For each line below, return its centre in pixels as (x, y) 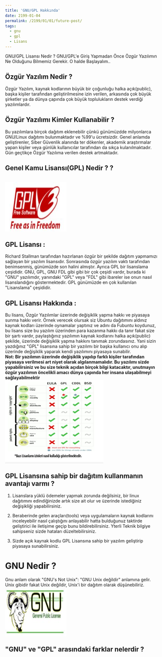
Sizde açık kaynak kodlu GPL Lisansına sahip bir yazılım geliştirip (78, 540)
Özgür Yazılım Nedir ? (39, 77)
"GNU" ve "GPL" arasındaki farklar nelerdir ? (75, 649)
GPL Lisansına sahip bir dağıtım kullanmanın (74, 476)
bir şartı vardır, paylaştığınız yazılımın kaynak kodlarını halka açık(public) (78, 336)
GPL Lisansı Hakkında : (41, 303)
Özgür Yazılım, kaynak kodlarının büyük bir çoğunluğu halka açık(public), (79, 89)
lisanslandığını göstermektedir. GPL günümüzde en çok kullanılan (71, 282)
